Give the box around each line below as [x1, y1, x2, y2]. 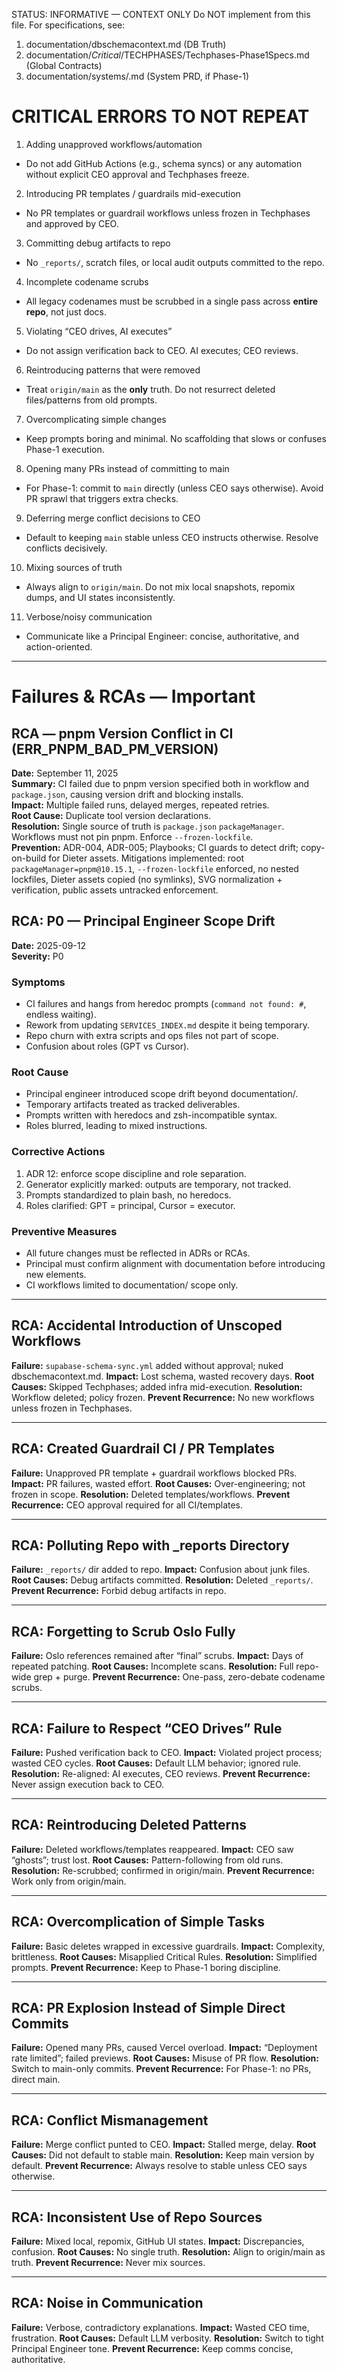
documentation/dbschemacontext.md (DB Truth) [25, 39, 227, 50]
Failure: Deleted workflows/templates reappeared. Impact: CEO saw [11, 1843, 294, 1855]
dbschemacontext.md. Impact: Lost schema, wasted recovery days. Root [11, 1370, 315, 1382]
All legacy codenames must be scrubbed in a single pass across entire [25, 295, 319, 307]
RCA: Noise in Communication [11, 2295, 204, 2312]
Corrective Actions [11, 1145, 106, 1159]
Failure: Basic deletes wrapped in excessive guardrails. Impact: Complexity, [11, 1940, 326, 1952]
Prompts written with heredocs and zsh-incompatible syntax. [25, 1109, 278, 1121]
